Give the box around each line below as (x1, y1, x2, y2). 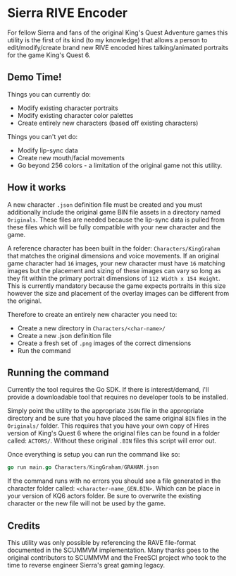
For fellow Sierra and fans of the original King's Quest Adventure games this (7, 28, 228, 37)
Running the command (7, 366, 109, 378)
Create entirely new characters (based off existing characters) (17, 119, 199, 127)
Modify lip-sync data (17, 146, 78, 155)
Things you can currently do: (7, 90, 92, 98)
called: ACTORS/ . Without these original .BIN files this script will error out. (7, 436, 216, 445)
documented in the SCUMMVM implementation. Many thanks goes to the (7, 546, 220, 555)
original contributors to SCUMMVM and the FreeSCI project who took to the (7, 553, 227, 562)
